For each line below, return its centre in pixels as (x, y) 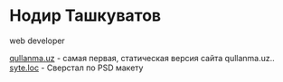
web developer (37, 41)
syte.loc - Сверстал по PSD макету (76, 68)
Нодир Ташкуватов (85, 16)
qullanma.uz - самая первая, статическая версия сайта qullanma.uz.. (142, 58)
